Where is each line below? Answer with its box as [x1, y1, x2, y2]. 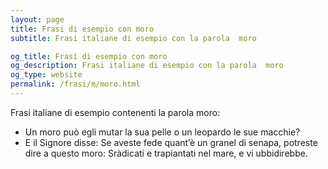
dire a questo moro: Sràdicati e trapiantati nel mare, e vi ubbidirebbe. [24, 147, 308, 159]
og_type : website [10, 70, 83, 80]
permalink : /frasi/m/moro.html [10, 79, 141, 90]
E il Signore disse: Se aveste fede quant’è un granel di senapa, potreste [24, 136, 318, 148]
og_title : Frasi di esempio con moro [10, 51, 168, 61]
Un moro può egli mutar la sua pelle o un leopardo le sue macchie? [24, 126, 301, 138]
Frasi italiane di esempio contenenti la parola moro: [10, 106, 221, 118]
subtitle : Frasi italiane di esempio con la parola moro [10, 33, 257, 43]
